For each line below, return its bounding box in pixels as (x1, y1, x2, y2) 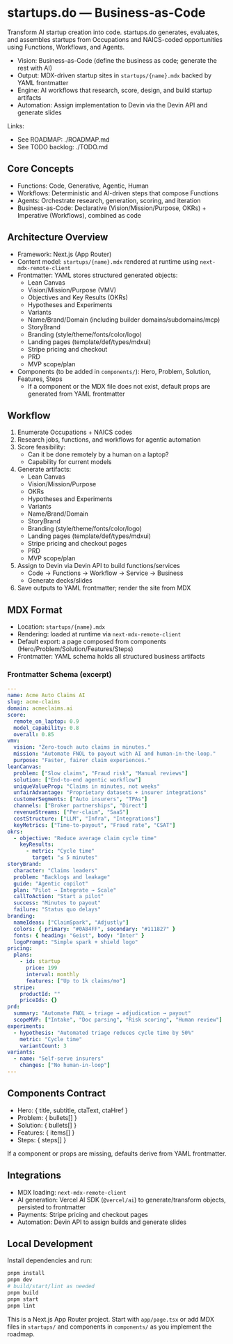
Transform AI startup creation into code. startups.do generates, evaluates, (7, 28, 220, 36)
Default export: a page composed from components (17, 637, 167, 646)
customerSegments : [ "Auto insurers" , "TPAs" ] (13, 796, 148, 803)
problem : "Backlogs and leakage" (13, 874, 111, 881)
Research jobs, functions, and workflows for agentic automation (17, 435, 201, 444)
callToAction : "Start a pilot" (13, 893, 104, 900)
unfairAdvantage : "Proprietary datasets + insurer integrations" (13, 789, 207, 796)
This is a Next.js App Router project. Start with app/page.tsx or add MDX (7, 1315, 214, 1323)
